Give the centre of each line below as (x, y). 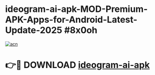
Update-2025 (34, 30)
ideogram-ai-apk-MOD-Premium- (77, 9)
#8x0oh (81, 30)
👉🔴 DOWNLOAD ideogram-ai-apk (77, 65)
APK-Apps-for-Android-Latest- (71, 20)
